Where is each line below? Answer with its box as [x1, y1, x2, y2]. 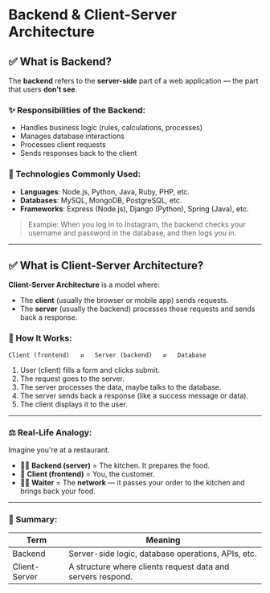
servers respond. [67, 571, 133, 583]
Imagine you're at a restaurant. [8, 445, 110, 455]
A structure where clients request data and [67, 561, 230, 572]
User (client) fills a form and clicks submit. [19, 365, 161, 374]
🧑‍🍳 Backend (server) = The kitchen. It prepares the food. [19, 460, 211, 470]
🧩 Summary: [8, 513, 58, 525]
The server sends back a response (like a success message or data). [19, 391, 249, 400]
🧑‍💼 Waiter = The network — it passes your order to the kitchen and [19, 478, 245, 487]
